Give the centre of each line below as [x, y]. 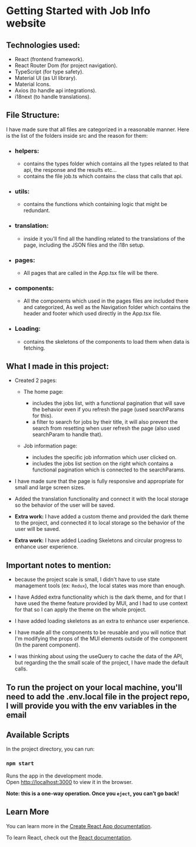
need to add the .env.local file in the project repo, [98, 697]
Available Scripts [38, 735]
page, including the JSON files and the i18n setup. [84, 245]
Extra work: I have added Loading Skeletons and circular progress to [98, 540]
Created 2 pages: [36, 380]
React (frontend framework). [49, 59]
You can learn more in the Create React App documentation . [79, 826]
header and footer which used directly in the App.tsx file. [92, 314]
